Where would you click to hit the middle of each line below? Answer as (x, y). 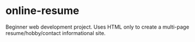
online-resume (42, 11)
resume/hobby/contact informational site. (56, 33)
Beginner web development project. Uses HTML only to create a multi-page (97, 27)
